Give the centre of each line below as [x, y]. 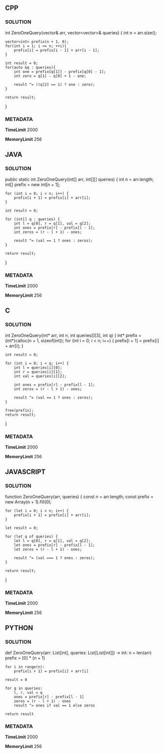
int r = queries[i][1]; [38, 372]
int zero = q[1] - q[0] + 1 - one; [50, 76]
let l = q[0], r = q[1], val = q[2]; [52, 541]
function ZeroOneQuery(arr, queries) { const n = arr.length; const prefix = [79, 496]
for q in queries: [24, 688]
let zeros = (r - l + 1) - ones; [48, 549]
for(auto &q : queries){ [30, 67]
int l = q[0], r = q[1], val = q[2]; [52, 223]
